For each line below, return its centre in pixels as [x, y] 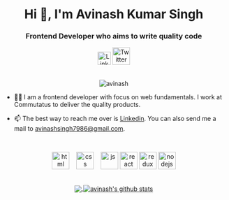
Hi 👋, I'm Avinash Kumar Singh [114, 14]
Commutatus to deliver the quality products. [77, 105]
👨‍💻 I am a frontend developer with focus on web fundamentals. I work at [118, 97]
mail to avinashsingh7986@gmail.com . [69, 129]
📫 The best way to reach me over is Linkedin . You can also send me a [115, 119]
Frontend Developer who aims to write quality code [114, 36]
